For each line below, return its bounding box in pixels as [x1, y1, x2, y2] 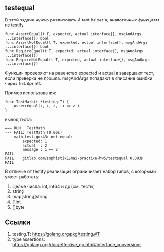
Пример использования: [5, 90, 56, 96]
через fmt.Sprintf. [5, 80, 42, 86]
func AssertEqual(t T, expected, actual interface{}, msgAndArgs [5, 31, 141, 36]
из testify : [5, 22, 25, 28]
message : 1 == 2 [23, 147, 58, 152]
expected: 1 [23, 139, 47, 144]
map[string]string [12, 193, 47, 199]
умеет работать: [5, 173, 40, 180]
